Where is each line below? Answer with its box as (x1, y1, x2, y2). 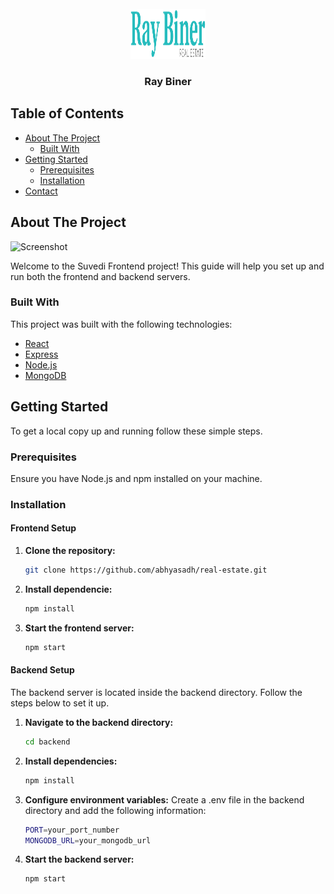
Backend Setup (10, 664, 75, 676)
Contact (24, 185, 58, 197)
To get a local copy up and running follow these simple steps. (10, 425, 263, 437)
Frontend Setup (10, 522, 77, 534)
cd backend (24, 737, 71, 747)
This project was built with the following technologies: (10, 318, 233, 330)
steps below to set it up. (10, 697, 110, 709)
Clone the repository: (24, 545, 116, 557)
